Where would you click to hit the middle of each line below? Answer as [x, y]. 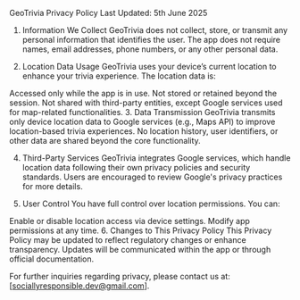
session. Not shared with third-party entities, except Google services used [146, 103]
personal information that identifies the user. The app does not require [151, 40]
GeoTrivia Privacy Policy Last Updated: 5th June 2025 [108, 13]
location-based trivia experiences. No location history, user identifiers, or [144, 131]
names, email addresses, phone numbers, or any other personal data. [150, 49]
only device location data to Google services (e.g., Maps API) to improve [142, 121]
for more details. [52, 186]
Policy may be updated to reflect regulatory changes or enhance [128, 240]
